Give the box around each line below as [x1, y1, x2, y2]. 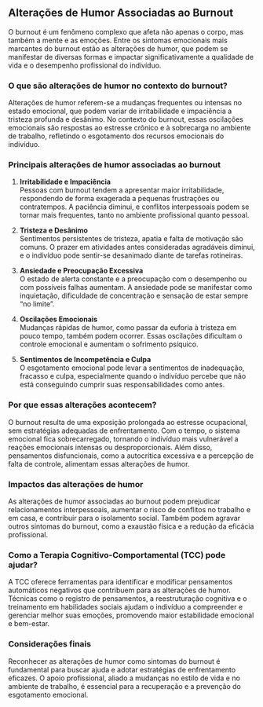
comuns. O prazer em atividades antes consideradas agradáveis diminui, [19, 243, 255, 252]
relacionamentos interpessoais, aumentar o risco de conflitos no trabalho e [8, 505, 251, 514]
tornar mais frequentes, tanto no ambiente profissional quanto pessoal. [19, 211, 250, 220]
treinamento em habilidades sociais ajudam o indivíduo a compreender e [8, 603, 243, 612]
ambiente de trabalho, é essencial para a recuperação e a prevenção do [8, 681, 241, 691]
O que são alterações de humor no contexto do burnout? [8, 80, 228, 91]
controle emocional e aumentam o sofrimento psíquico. [19, 339, 199, 349]
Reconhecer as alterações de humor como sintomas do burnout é [8, 656, 221, 666]
